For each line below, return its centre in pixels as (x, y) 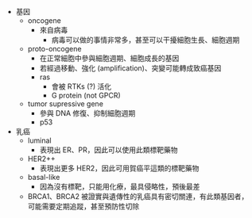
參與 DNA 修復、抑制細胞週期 (87, 113)
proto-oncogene (54, 49)
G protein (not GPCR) (86, 95)
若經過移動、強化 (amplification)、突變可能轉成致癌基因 (130, 68)
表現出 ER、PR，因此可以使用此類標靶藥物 (109, 150)
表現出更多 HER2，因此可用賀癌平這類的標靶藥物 (119, 168)
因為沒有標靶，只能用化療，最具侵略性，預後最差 (120, 186)
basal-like (44, 177)
